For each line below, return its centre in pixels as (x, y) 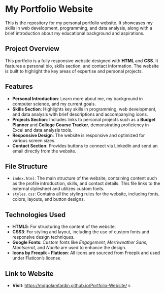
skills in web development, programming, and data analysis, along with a (79, 28)
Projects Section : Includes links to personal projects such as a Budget (84, 119)
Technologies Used (35, 215)
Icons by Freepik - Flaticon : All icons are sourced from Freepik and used (86, 253)
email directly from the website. (44, 151)
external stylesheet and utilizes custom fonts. (58, 189)
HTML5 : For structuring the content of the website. (64, 227)
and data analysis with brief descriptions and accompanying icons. (80, 114)
